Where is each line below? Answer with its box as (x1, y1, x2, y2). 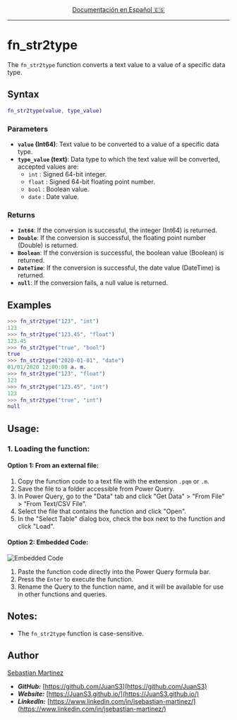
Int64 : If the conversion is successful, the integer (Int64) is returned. (17, 226, 217, 234)
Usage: (7, 422, 40, 435)
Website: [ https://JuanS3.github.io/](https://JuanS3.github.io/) (17, 690, 200, 698)
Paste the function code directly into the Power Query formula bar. (17, 568, 211, 576)
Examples (7, 299, 51, 311)
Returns (7, 210, 35, 220)
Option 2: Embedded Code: (7, 538, 89, 546)
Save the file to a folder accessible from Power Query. (17, 484, 175, 493)
